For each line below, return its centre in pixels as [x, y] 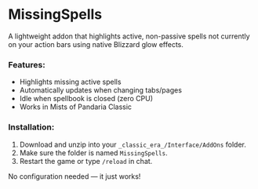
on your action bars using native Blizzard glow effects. [96, 44]
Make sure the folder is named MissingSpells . [93, 153]
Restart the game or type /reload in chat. [86, 161]
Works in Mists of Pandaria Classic [75, 107]
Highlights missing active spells [70, 82]
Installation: [31, 127]
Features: [27, 64]
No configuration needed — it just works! [74, 176]
